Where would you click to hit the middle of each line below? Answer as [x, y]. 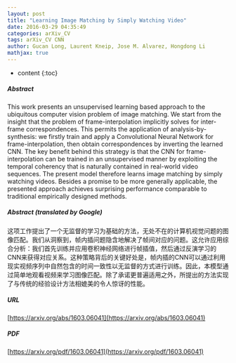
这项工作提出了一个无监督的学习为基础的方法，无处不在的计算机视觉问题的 [115, 231]
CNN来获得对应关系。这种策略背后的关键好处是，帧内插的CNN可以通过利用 [117, 257]
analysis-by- [189, 129]
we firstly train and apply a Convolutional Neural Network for [126, 136]
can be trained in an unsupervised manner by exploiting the [131, 159]
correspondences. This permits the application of [97, 129]
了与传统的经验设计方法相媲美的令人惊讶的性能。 [78, 283]
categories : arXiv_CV [39, 33]
